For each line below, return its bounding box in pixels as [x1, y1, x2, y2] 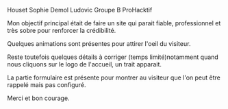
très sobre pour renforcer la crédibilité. [7, 27, 116, 34]
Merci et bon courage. [7, 94, 70, 102]
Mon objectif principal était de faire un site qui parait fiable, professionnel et [7, 19, 221, 27]
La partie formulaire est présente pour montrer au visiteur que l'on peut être [7, 73, 221, 82]
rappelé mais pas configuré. [7, 81, 87, 88]
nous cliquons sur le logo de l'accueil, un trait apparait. [7, 60, 162, 68]
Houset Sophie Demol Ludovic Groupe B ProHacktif [7, 6, 153, 14]
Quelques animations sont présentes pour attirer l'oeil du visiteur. [7, 40, 191, 47]
